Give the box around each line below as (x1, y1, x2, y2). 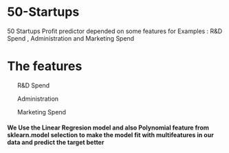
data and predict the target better (7, 139, 105, 147)
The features (7, 59, 83, 74)
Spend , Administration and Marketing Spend (7, 34, 135, 42)
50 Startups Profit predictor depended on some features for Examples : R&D (7, 27, 223, 35)
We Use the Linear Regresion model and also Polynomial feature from (7, 123, 210, 132)
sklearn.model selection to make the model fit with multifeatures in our (7, 131, 215, 139)
